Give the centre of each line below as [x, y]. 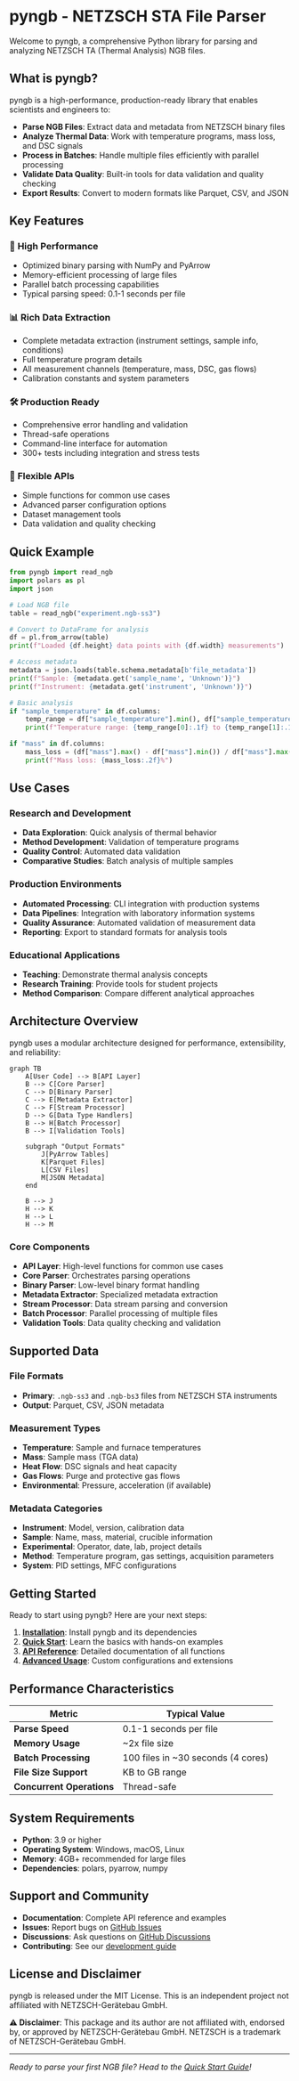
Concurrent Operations [64, 1787]
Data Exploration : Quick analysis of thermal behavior [119, 833]
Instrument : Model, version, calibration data [103, 1528]
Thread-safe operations [65, 435]
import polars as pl [48, 581]
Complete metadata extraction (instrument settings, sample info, [140, 340]
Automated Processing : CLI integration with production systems [141, 903]
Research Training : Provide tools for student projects [120, 984]
